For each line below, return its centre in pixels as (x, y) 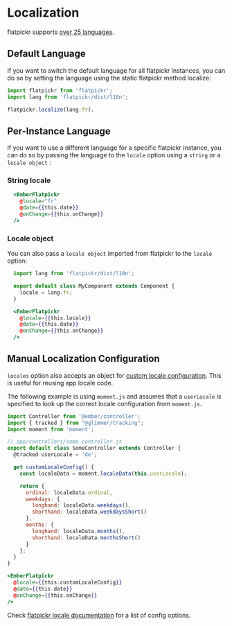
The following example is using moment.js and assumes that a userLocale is (114, 396)
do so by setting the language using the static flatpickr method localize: (109, 78)
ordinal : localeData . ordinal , (69, 493)
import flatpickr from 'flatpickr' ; (60, 90)
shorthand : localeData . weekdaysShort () (90, 512)
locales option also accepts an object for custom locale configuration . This (114, 375)
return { (32, 486)
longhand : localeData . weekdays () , (82, 505)
